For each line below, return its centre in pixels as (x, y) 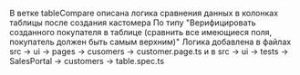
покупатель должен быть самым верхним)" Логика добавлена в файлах (150, 42)
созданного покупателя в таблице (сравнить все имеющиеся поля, (141, 32)
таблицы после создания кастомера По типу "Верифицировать (133, 23)
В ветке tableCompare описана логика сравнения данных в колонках (144, 13)
